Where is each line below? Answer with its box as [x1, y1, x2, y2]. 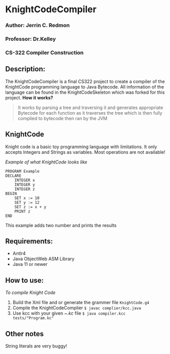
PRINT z [14, 209, 30, 214]
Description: [5, 65, 46, 73]
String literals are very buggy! [5, 343, 67, 349]
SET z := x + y [14, 204, 47, 209]
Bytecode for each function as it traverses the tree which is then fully [17, 110, 162, 116]
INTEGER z [14, 186, 36, 192]
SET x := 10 [14, 195, 40, 201]
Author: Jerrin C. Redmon [5, 22, 70, 29]
